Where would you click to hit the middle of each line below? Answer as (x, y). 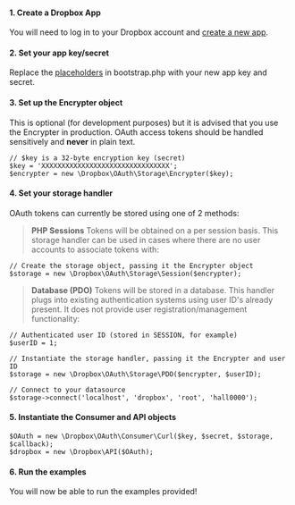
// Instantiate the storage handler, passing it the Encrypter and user (147, 358)
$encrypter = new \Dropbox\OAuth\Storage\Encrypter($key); (122, 173)
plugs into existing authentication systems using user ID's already (152, 299)
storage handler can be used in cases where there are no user (146, 240)
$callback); (31, 444)
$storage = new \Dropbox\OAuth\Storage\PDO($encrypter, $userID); (135, 374)
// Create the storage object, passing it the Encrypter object (131, 265)
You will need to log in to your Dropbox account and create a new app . (139, 32)
